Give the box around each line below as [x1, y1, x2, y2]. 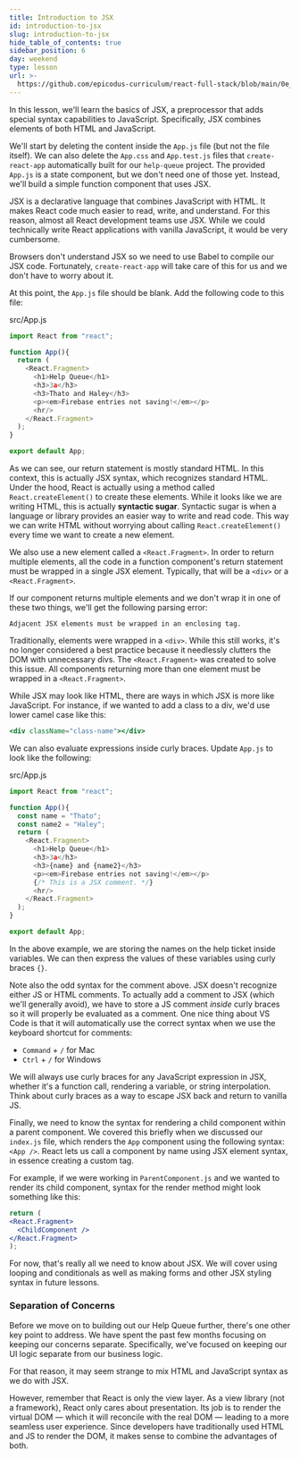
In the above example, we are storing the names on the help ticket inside [9, 943, 276, 954]
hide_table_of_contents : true [9, 38, 122, 47]
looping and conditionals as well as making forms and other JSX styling [9, 1268, 272, 1278]
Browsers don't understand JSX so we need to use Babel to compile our [9, 251, 275, 262]
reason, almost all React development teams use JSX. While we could [9, 215, 266, 225]
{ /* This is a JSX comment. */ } [32, 878, 154, 887]
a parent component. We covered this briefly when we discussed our [9, 1126, 263, 1137]
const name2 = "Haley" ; [17, 820, 105, 829]
